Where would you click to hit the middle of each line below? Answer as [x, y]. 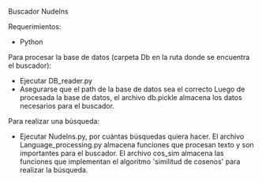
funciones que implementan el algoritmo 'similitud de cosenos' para [130, 162]
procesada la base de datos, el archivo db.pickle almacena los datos [131, 97]
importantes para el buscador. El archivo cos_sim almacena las [122, 153]
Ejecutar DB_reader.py [56, 81]
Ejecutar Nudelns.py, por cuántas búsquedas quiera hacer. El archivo [132, 136]
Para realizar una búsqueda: [54, 121]
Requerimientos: [35, 26]
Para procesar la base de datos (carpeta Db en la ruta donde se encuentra [129, 57]
